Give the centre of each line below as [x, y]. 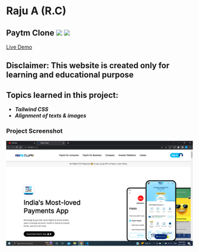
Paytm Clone [30, 33]
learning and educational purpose [70, 75]
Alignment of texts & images [51, 116]
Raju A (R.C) [36, 11]
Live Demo [19, 47]
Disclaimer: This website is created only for [88, 66]
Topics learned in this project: [62, 95]
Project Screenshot [35, 131]
